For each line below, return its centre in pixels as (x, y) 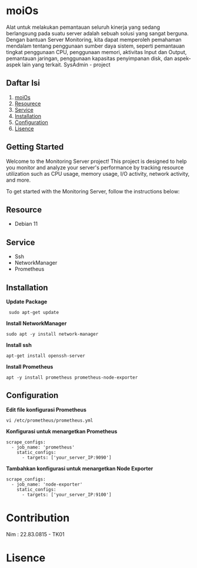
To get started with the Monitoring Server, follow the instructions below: (93, 191)
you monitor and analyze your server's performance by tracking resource (95, 167)
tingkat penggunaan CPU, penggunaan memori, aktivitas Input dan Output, (96, 52)
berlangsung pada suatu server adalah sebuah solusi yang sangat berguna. (98, 33)
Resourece (28, 103)
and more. (19, 180)
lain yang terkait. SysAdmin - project (66, 64)
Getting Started (35, 147)
